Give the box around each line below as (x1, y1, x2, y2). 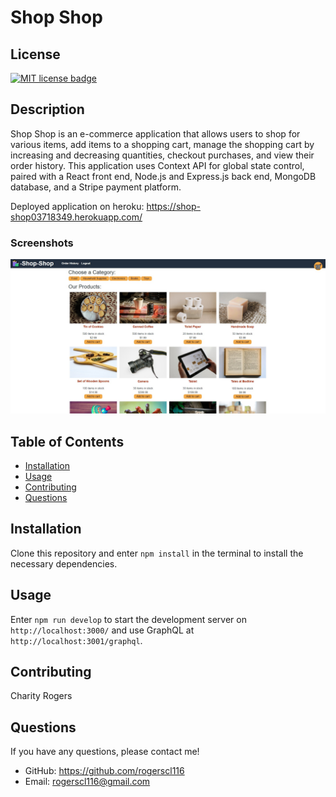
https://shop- (146, 200, 201, 212)
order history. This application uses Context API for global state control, (10, 159, 305, 171)
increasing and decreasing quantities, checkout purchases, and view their (10, 149, 315, 161)
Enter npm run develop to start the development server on (10, 613, 247, 625)
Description (10, 101, 85, 118)
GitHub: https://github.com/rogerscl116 (24, 765, 185, 777)
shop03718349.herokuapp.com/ (10, 211, 143, 223)
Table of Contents (10, 433, 125, 450)
